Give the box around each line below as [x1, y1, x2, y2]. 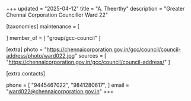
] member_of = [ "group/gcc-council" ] [6, 34, 101, 41]
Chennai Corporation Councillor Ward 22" [6, 11, 109, 18]
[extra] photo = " [6, 46, 47, 53]
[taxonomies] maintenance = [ [6, 23, 80, 30]
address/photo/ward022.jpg [6, 52, 75, 59]
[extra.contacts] [6, 70, 46, 77]
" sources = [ [74, 52, 107, 59]
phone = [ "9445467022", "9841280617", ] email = [6, 81, 129, 89]
